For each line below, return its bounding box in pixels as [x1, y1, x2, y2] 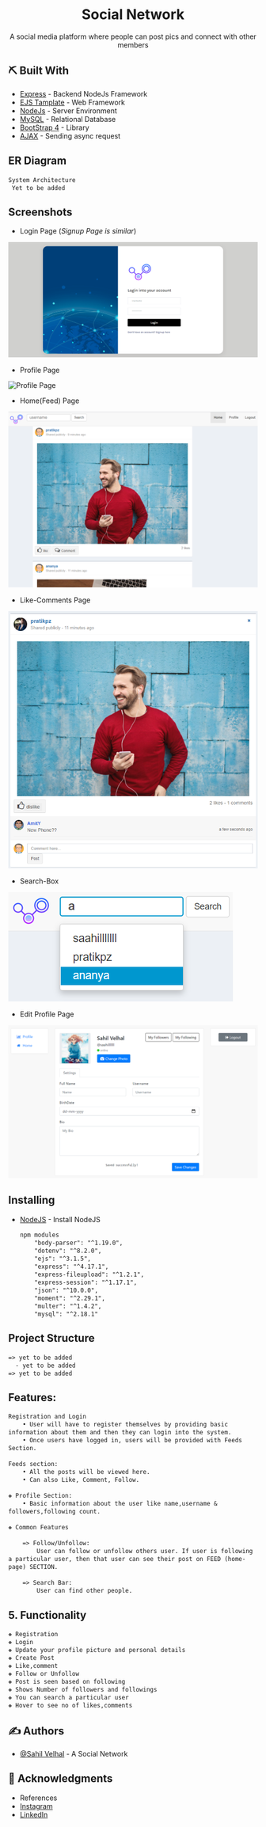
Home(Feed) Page [19, 396, 80, 405]
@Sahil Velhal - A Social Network [19, 1749, 128, 1758]
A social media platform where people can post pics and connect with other [9, 32, 257, 41]
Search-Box [19, 876, 59, 886]
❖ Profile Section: [8, 1492, 73, 1500]
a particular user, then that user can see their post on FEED [8, 1555, 222, 1563]
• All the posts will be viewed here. [22, 1468, 150, 1476]
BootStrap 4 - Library [19, 123, 89, 132]
